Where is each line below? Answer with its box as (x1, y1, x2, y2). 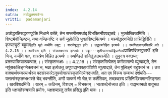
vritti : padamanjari (5, 17, 51, 22)
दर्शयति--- (134, 70, 152, 76)
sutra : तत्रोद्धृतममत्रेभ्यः (5, 12, 44, 17)
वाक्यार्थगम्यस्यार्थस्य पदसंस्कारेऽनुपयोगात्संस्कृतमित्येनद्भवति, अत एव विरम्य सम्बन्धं (5, 70, 134, 76)
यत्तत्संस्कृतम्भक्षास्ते (5, 76, 35, 82)
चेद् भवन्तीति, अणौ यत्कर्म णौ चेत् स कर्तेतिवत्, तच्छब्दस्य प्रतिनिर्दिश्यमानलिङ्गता (36, 76, 161, 82)
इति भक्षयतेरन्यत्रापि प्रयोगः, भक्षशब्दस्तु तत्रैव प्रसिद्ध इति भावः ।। (5, 87, 104, 93)
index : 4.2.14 (5, 7, 37, 13)
